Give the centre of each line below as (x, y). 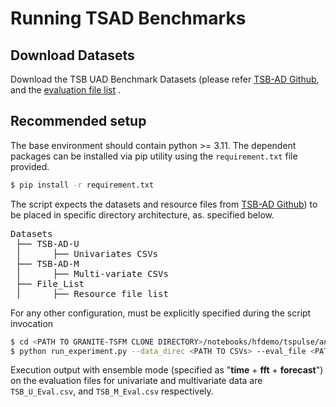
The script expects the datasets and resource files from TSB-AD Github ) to (164, 204)
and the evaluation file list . (66, 90)
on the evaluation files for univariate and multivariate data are (136, 381)
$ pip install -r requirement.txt (82, 185)
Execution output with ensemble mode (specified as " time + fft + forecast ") (167, 370)
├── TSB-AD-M (47, 263)
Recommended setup (78, 121)
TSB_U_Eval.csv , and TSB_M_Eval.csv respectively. (112, 391)
